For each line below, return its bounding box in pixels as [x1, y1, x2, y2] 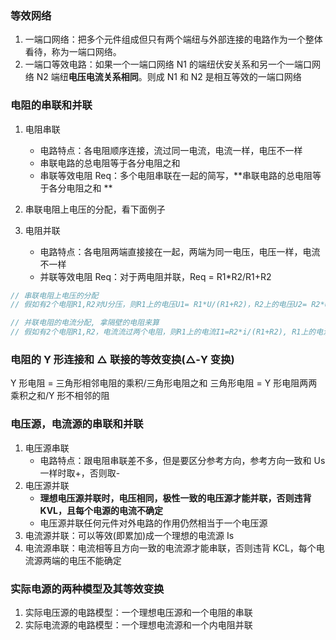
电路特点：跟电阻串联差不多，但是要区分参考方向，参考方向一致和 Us [39, 454, 326, 466]
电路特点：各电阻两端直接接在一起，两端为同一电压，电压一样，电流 [39, 245, 321, 257]
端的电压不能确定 [51, 554, 122, 566]
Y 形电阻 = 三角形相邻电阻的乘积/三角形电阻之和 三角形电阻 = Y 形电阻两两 [10, 377, 318, 389]
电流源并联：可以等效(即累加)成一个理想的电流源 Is [24, 529, 235, 541]
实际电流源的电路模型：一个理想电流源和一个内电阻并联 [24, 618, 253, 631]
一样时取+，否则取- [39, 467, 121, 479]
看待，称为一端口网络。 [24, 46, 122, 58]
